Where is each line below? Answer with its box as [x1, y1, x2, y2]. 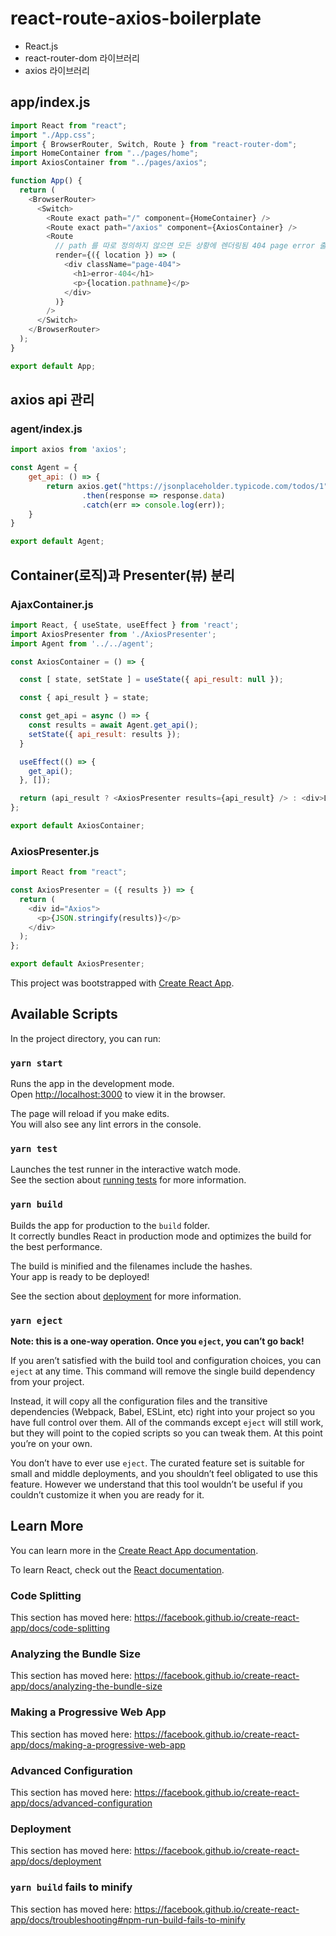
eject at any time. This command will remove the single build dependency [10, 1365, 316, 1377]
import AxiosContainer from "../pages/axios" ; [10, 158, 208, 168]
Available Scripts [10, 1006, 118, 1023]
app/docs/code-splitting [10, 1622, 111, 1634]
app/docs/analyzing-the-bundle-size [10, 1680, 163, 1692]
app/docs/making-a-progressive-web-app [10, 1738, 186, 1751]
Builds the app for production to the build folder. [10, 1219, 211, 1231]
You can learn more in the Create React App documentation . [10, 1544, 259, 1556]
